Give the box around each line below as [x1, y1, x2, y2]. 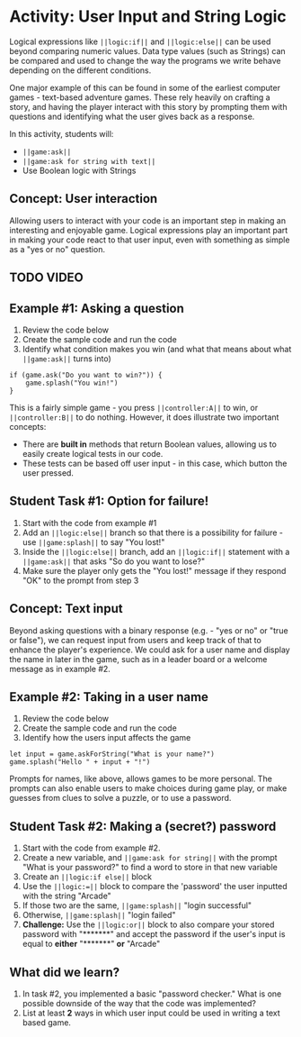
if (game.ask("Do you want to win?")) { [9, 370, 164, 379]
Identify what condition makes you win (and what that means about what [22, 343, 292, 354]
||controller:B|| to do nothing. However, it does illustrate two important [9, 412, 279, 423]
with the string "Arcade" [22, 890, 112, 902]
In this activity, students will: [9, 128, 114, 139]
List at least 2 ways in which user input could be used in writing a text [22, 1007, 280, 1019]
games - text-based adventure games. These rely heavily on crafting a [9, 92, 271, 103]
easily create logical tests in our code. [22, 448, 164, 459]
